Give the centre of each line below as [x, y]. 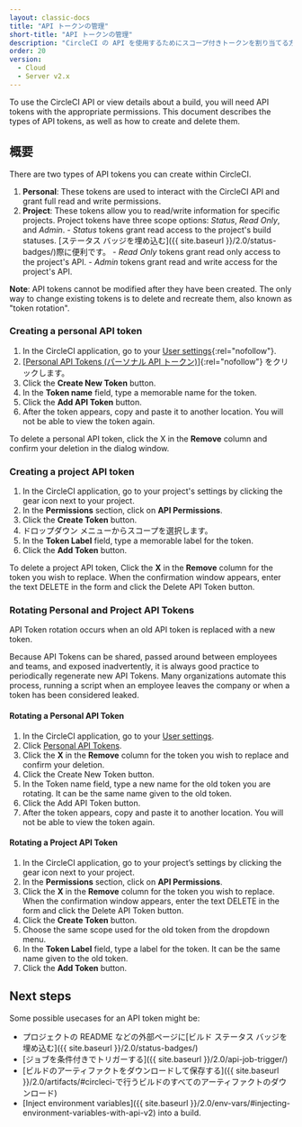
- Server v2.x [44, 77]
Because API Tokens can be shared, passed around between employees [143, 657]
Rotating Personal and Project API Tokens [102, 611]
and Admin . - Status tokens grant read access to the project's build [147, 230]
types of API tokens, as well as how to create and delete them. [125, 121]
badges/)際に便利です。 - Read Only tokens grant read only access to [151, 251]
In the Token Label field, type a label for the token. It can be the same [151, 949]
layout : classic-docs [50, 18]
